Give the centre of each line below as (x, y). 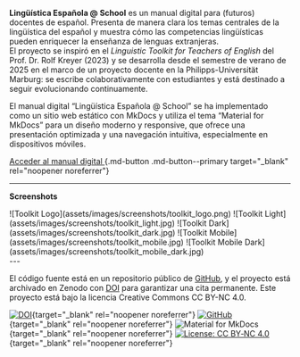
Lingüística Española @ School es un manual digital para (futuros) (132, 13)
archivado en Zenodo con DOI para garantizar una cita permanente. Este (143, 288)
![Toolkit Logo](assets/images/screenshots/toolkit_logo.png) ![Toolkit (136, 214)
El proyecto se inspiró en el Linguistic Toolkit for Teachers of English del (142, 51)
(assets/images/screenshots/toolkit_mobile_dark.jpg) (107, 252)
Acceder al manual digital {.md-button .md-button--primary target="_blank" (149, 161)
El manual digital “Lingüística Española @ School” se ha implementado (139, 106)
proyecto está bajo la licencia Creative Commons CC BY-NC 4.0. (128, 297)
